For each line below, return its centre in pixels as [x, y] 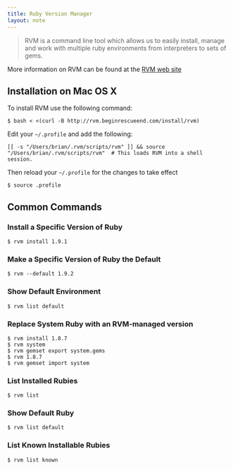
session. [20, 159]
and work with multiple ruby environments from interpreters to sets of [125, 48]
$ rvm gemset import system [49, 363]
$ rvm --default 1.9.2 [40, 274]
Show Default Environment [54, 292]
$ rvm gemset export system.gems [56, 351]
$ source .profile [34, 185]
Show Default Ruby [41, 413]
